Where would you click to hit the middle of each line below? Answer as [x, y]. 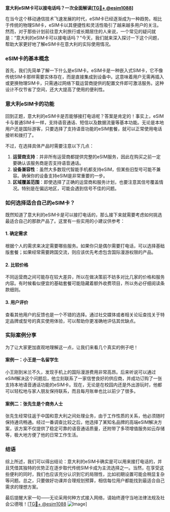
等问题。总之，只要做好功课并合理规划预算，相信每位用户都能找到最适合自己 [85, 480]
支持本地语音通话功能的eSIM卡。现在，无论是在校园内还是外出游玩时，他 [81, 385]
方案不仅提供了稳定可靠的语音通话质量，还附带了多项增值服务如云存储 [92, 429]
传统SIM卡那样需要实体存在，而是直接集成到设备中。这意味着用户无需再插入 [85, 77]
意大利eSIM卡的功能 [30, 104]
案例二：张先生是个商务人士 [34, 403]
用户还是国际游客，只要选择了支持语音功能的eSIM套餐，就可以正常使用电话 [84, 128]
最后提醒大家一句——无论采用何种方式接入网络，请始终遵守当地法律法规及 [83, 497]
